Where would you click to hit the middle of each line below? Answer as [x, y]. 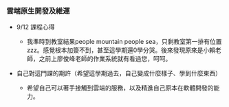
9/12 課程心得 [35, 27]
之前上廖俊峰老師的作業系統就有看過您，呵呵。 [105, 59]
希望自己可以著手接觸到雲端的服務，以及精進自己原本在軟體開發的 [120, 88]
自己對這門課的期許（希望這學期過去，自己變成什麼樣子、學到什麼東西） [119, 73]
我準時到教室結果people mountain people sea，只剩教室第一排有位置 [124, 42]
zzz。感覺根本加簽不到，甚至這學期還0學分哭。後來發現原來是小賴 [121, 50]
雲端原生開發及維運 [38, 10]
